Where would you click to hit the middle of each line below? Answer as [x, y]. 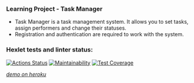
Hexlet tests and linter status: [50, 50]
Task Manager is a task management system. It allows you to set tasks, [101, 22]
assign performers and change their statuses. [70, 28]
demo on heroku [26, 74]
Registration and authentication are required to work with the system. [99, 34]
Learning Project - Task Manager [54, 9]
